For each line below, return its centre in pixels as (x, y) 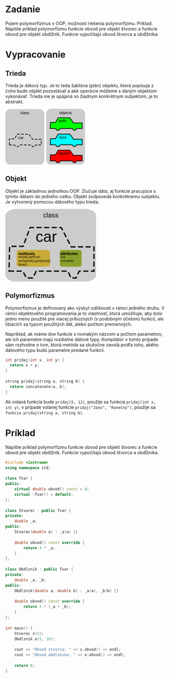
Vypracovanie (35, 55)
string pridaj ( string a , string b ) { (45, 381)
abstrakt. (14, 101)
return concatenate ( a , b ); (38, 386)
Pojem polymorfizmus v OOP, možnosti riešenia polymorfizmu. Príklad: (79, 23)
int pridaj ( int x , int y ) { (35, 360)
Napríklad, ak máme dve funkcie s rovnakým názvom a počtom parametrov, (84, 334)
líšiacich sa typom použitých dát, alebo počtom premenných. (69, 324)
